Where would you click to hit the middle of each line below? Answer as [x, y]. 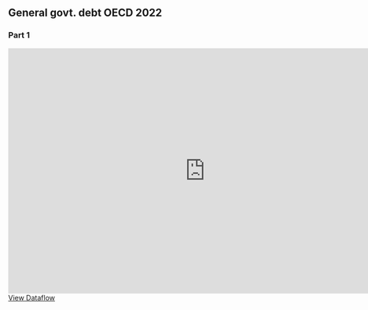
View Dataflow [31, 297]
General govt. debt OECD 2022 [85, 13]
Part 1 [19, 35]
